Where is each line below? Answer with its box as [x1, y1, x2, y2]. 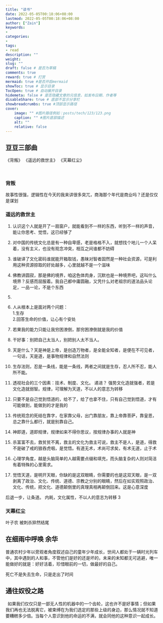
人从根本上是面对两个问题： [12, 304, 68, 310]
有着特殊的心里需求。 [12, 462, 55, 467]
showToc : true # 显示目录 [5, 83, 55, 89]
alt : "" [14, 120, 30, 125]
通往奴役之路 [5, 587, 44, 595]
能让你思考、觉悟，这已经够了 [12, 229, 72, 235]
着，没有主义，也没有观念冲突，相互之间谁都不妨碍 [12, 245, 115, 251]
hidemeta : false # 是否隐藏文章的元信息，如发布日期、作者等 [5, 93, 117, 97]
